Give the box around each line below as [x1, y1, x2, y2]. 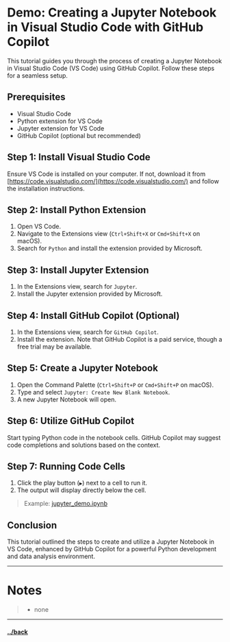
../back [7, 628, 29, 636]
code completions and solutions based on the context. [7, 441, 161, 449]
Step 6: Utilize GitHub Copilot [7, 415, 135, 427]
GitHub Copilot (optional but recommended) [16, 131, 142, 140]
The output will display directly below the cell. [16, 486, 146, 494]
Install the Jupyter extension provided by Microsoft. [16, 290, 163, 298]
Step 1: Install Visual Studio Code [7, 151, 151, 163]
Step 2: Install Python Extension [7, 204, 146, 216]
